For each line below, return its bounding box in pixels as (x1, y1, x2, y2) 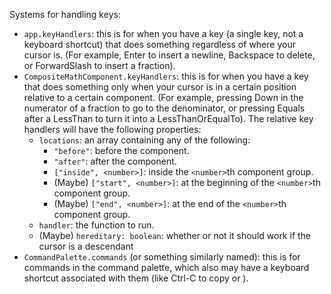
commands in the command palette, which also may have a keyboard (23, 262, 310, 273)
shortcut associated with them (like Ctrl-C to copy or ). (23, 272, 249, 284)
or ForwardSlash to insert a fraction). (23, 60, 176, 71)
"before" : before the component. (53, 145, 190, 156)
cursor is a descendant (38, 240, 134, 252)
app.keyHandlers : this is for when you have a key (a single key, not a (23, 28, 304, 39)
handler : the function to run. (38, 219, 155, 231)
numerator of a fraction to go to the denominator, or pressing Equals (23, 102, 306, 114)
